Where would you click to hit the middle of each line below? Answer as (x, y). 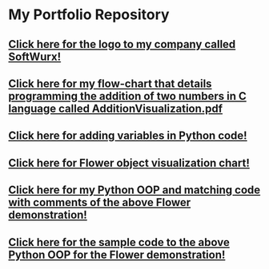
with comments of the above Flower (100, 202)
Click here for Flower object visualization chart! (129, 162)
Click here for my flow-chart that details (110, 83)
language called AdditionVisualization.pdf (115, 108)
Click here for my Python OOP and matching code (134, 190)
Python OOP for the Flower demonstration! (117, 254)
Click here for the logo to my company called (122, 44)
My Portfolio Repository (89, 15)
